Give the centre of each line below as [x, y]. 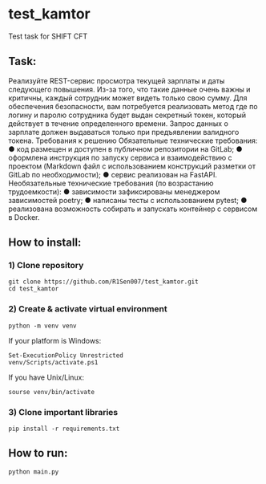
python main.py [34, 472]
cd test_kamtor [34, 289]
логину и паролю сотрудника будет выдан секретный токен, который [127, 115]
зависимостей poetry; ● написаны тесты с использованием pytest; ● [128, 200]
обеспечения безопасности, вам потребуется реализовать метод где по [133, 106]
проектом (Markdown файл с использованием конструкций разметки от [132, 166]
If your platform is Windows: [55, 340]
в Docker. [24, 217]
